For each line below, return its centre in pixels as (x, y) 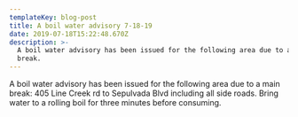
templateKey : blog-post (53, 17)
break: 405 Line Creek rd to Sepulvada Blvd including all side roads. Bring (144, 93)
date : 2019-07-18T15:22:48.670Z (69, 34)
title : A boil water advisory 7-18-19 (81, 26)
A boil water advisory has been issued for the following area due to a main (145, 84)
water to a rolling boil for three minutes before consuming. (115, 102)
